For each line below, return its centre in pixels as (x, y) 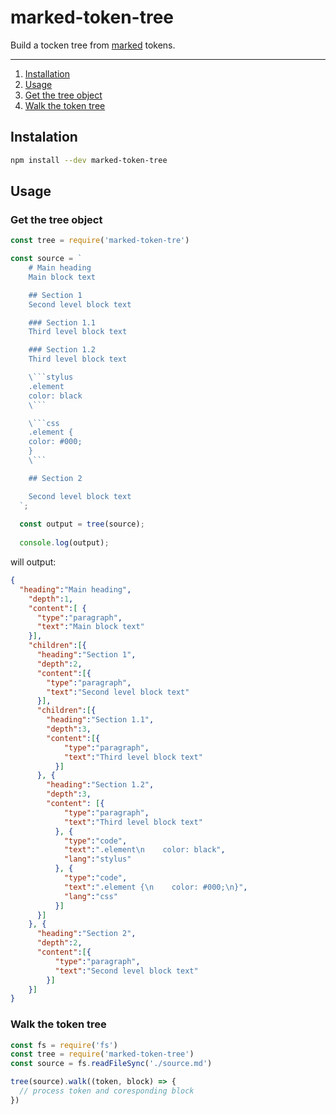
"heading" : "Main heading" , (75, 589)
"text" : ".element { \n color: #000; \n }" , (155, 887)
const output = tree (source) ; (82, 524)
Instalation (44, 137)
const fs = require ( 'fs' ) (64, 1045)
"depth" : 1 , (51, 599)
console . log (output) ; (64, 543)
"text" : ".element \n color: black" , (144, 850)
